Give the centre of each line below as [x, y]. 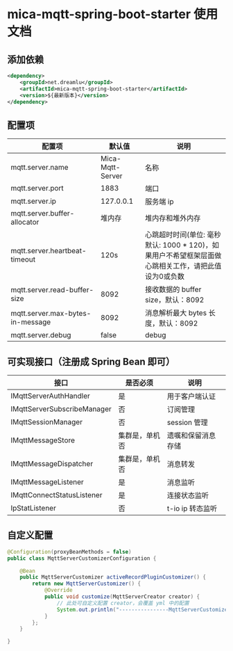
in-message [31, 322]
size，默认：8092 [175, 300]
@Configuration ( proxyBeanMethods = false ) [69, 552]
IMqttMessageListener [48, 482]
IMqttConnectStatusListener [57, 495]
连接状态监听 [188, 496]
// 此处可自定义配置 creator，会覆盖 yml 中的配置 [123, 603]
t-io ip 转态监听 [192, 508]
